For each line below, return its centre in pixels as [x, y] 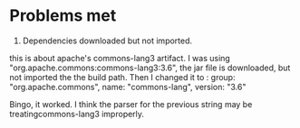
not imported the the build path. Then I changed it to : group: [122, 77]
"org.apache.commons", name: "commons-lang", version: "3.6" [128, 87]
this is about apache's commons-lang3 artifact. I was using [120, 58]
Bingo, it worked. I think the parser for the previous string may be [131, 104]
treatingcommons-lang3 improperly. [77, 114]
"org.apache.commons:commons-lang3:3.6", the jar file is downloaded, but [150, 68]
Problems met [63, 16]
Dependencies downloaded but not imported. [107, 41]
